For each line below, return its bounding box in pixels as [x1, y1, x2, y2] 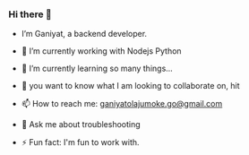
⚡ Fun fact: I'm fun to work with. [21, 137, 140, 148]
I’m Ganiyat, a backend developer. [21, 29, 148, 39]
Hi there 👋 [8, 8, 53, 21]
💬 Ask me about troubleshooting [21, 119, 141, 130]
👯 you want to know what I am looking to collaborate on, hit [21, 81, 240, 91]
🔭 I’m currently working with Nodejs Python [21, 46, 182, 56]
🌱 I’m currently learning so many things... [21, 63, 174, 74]
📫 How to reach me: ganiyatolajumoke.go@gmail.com [21, 99, 223, 109]
